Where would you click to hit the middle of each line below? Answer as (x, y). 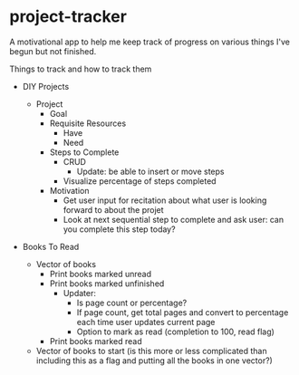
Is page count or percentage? (132, 303)
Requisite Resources (88, 123)
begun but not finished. (53, 51)
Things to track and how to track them (81, 69)
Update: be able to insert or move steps (150, 171)
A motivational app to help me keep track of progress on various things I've (149, 42)
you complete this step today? (119, 229)
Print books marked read (96, 341)
